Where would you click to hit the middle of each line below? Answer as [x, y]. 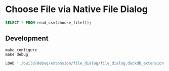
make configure [21, 50]
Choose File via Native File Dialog [77, 9]
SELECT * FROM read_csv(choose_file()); [49, 23]
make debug [17, 54]
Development [27, 39]
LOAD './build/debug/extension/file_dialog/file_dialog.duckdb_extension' [86, 63]
